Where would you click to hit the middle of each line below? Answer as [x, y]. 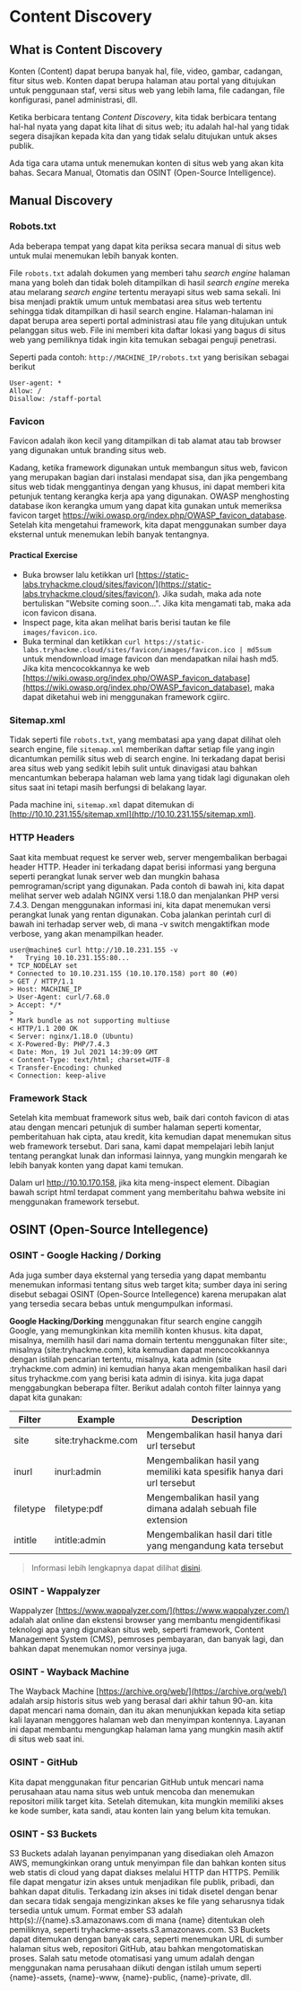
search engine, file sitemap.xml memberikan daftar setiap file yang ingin [142, 749]
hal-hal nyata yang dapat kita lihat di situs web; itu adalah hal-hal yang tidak [149, 127]
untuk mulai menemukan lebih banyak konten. [94, 255]
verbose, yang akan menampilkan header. [86, 933]
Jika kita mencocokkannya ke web [86, 668]
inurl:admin [78, 1471]
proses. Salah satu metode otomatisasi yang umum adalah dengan [132, 1958]
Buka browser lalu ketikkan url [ [80, 575]
